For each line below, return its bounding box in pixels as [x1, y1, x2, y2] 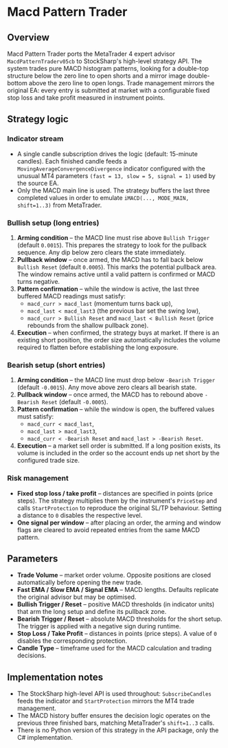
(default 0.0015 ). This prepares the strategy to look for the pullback [16, 241, 207, 249]
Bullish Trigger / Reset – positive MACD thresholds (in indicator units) [16, 600, 215, 608]
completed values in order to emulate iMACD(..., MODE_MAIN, [16, 193, 190, 201]
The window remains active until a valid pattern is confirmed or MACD [16, 269, 216, 278]
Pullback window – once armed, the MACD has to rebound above [16, 390, 204, 399]
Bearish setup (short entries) [7, 360, 106, 370]
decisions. [16, 651, 47, 660]
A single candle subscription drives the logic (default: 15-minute [16, 149, 198, 158]
